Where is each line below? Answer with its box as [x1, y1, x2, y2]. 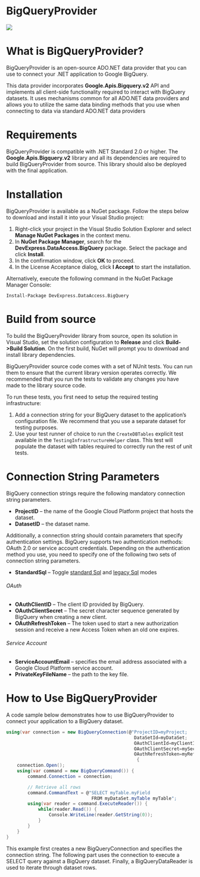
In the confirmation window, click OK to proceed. [14, 257, 135, 264]
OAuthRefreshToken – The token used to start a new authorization [14, 620, 179, 627]
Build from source [6, 312, 96, 326]
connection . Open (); [17, 763, 65, 769]
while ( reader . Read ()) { [37, 806, 97, 813]
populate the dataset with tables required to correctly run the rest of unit [14, 443, 192, 450]
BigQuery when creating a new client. [14, 613, 107, 620]
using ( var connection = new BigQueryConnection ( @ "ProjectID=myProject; [6, 729, 187, 735]
